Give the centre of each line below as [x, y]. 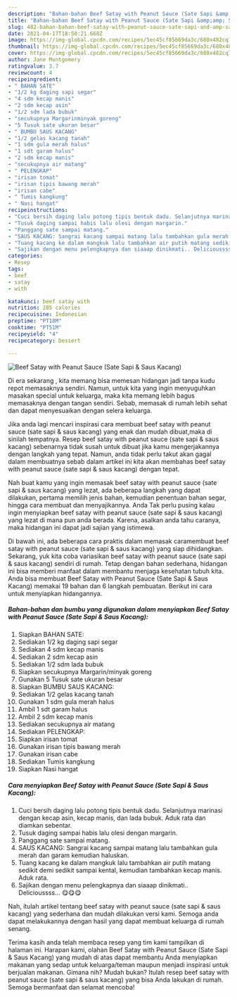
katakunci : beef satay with [49, 301]
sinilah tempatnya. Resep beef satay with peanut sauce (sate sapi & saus [114, 439]
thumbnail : [24, 46]
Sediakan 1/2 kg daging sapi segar [68, 642]
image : [18, 40]
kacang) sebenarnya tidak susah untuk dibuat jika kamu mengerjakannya [114, 446]
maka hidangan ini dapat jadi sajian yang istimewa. [82, 527]
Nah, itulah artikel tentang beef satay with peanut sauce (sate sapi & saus [114, 907]
